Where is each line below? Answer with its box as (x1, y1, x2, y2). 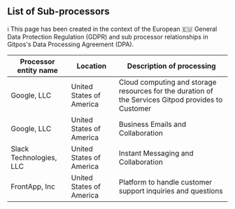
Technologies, (10, 152, 57, 162)
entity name (17, 65, 58, 75)
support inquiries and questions (118, 186, 223, 196)
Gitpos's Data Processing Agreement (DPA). (7, 40, 134, 48)
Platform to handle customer (118, 177, 212, 187)
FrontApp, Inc (10, 182, 56, 191)
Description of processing (127, 61, 216, 71)
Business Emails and (118, 119, 187, 129)
